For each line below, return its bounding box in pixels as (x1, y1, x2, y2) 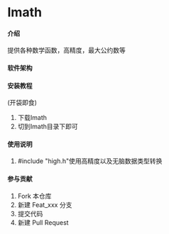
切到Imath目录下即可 (17, 122, 78, 131)
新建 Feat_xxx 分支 (17, 200, 72, 209)
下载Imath (17, 113, 48, 122)
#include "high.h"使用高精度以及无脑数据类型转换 (17, 157, 163, 165)
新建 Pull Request (17, 218, 69, 227)
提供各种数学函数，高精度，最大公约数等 (7, 46, 126, 55)
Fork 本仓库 (17, 191, 52, 200)
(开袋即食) (7, 99, 38, 107)
